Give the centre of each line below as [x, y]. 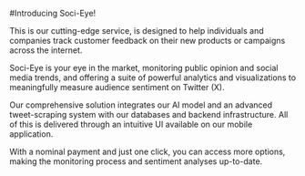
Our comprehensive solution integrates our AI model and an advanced [141, 105]
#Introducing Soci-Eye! [53, 13]
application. [31, 134]
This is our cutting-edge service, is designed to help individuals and [137, 31]
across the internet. [46, 50]
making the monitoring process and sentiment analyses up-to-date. [136, 161]
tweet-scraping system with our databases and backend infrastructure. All [149, 114]
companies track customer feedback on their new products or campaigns [147, 41]
